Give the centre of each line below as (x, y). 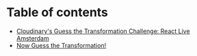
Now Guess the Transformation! (61, 45)
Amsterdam (32, 38)
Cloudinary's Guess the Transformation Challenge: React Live (103, 31)
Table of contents (57, 12)
